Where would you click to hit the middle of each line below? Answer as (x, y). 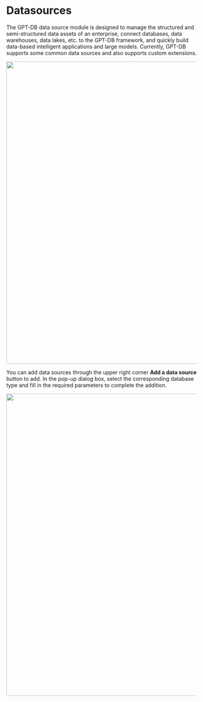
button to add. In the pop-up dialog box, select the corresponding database (100, 379)
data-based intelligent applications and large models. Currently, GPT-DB (96, 47)
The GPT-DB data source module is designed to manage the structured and (100, 27)
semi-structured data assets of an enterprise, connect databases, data (94, 33)
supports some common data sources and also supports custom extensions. (101, 53)
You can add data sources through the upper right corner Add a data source (101, 372)
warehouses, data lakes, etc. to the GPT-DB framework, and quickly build (98, 40)
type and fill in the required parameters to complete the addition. (87, 385)
